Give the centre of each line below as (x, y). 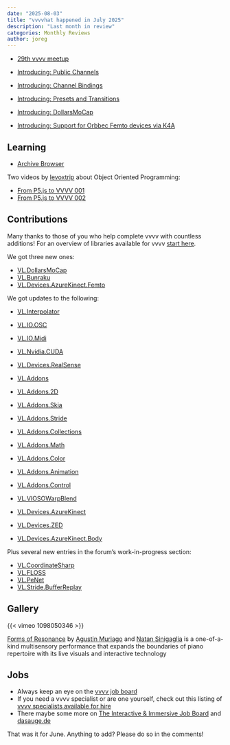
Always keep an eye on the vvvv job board (77, 692)
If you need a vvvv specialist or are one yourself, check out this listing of (119, 699)
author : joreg (27, 39)
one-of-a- (209, 639)
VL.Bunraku (34, 277)
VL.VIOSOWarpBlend (47, 498)
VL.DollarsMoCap (42, 270)
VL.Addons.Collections (49, 431)
